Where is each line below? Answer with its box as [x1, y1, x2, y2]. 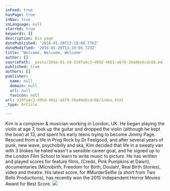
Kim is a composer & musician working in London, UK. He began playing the [5, 121, 165, 127]
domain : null [10, 83, 38, 88]
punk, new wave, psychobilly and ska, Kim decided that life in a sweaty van [5, 142, 163, 148]
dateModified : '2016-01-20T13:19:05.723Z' [5, 45, 97, 50]
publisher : [5, 74, 29, 79]
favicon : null [10, 93, 40, 98]
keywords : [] [5, 31, 33, 36]
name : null [10, 78, 33, 84]
